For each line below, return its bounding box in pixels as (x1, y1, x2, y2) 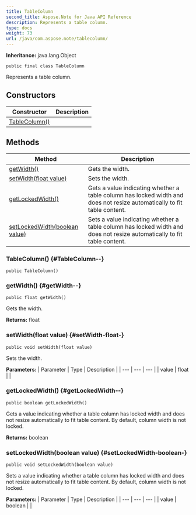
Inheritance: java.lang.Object (6, 52, 77, 59)
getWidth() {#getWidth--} (6, 281, 82, 290)
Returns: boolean (6, 434, 48, 441)
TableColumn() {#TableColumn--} (6, 255, 104, 263)
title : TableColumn (6, 8, 54, 15)
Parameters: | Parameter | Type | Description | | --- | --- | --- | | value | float (6, 366, 189, 373)
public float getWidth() (6, 295, 66, 301)
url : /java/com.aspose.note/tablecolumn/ (6, 36, 108, 42)
